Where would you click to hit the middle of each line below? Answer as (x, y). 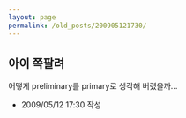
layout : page (32, 17)
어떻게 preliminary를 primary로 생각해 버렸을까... (93, 86)
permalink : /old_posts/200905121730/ (78, 26)
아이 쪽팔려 (37, 63)
